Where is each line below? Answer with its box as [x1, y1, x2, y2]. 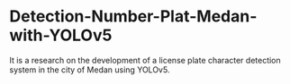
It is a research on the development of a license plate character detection [9, 55, 281, 65]
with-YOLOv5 [9, 25, 113, 46]
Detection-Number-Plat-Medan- [9, 6, 258, 27]
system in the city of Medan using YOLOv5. [9, 64, 170, 75]
